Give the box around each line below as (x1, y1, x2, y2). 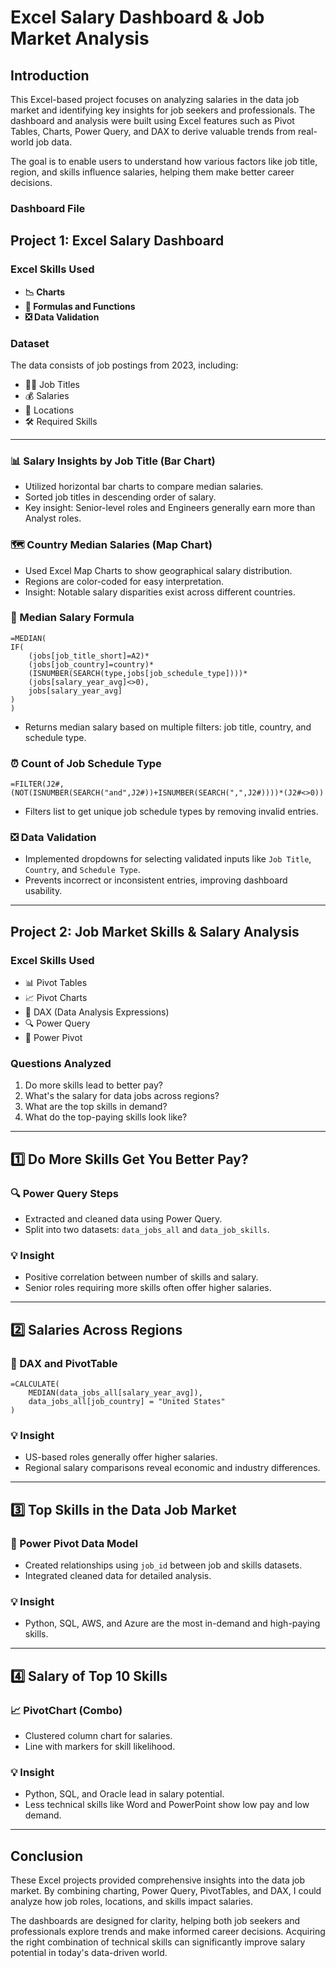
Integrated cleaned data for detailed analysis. (24, 1570, 212, 1582)
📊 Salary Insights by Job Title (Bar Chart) (10, 454, 216, 468)
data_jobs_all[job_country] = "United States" (28, 1397, 226, 1407)
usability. (24, 885, 63, 897)
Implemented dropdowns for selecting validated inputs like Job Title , (24, 853, 312, 865)
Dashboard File (10, 201, 86, 215)
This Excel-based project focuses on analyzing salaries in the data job (10, 94, 300, 105)
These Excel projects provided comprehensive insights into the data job (10, 1874, 306, 1886)
